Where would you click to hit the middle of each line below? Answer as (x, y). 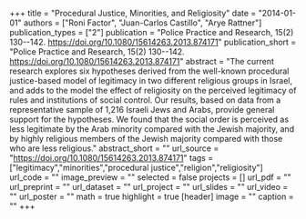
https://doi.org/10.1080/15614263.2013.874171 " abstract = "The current (142, 61)
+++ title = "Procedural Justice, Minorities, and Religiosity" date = (133, 13)
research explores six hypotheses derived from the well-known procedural (149, 71)
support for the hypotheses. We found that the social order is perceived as (149, 119)
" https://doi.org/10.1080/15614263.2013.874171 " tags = (112, 158)
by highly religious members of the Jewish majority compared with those (146, 139)
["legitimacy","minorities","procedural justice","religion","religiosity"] (137, 168)
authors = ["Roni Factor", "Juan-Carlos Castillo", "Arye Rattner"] (143, 23)
